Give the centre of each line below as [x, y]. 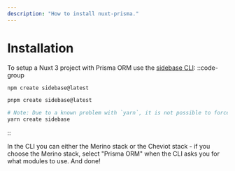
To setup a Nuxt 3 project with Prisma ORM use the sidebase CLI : [101, 68]
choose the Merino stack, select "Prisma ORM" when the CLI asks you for [114, 154]
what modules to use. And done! [54, 161]
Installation [41, 48]
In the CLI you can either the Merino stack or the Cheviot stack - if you [109, 147]
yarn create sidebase [39, 119]
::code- [207, 68]
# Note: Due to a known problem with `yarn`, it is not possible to [109, 113]
